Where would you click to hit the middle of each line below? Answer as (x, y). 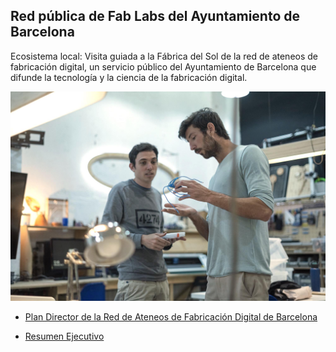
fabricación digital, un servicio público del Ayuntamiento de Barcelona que (163, 66)
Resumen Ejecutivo (64, 336)
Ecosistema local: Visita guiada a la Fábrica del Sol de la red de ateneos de (164, 56)
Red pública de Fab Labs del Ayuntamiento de (155, 16)
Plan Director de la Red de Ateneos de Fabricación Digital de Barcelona (171, 317)
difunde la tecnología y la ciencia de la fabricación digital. (129, 77)
